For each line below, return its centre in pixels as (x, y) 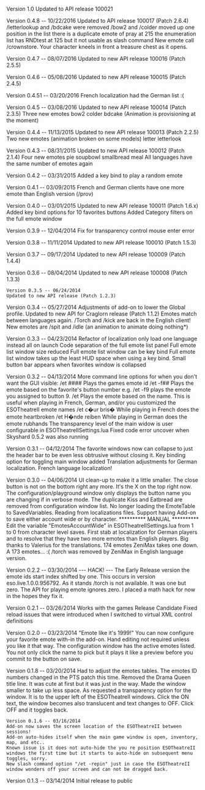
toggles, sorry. (27, 759)
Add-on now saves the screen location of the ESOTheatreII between (94, 726)
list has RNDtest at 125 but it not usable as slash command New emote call (100, 40)
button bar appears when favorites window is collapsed (76, 365)
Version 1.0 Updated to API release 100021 (60, 9)
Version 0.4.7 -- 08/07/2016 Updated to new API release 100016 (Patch (96, 59)
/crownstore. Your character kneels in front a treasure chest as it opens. (97, 47)
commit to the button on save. (44, 659)
